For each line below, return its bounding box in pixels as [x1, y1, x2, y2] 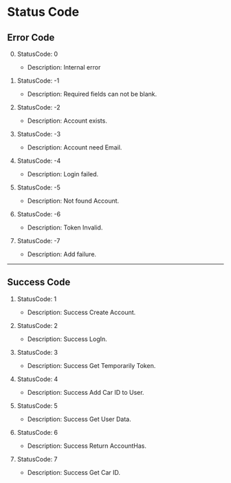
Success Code [7, 276, 71, 288]
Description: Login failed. [27, 170, 99, 178]
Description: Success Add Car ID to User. [27, 388, 144, 396]
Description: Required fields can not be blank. [27, 90, 157, 98]
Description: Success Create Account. [27, 308, 136, 316]
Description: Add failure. [27, 250, 97, 258]
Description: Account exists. [27, 116, 108, 125]
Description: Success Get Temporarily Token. [27, 361, 156, 369]
